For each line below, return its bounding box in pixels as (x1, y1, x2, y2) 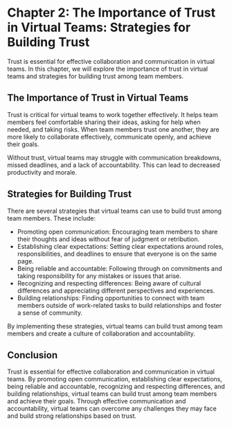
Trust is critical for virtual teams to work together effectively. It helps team (7, 110, 218, 119)
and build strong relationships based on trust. (7, 412, 137, 420)
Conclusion (7, 349, 58, 361)
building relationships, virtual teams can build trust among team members (7, 390, 217, 398)
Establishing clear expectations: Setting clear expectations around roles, (17, 242, 224, 250)
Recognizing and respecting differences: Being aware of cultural (17, 279, 202, 287)
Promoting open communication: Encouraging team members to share (17, 227, 218, 236)
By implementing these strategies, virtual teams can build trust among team (7, 322, 223, 330)
